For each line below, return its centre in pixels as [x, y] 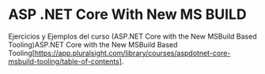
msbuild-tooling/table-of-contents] [65, 61]
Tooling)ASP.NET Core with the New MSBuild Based [93, 44]
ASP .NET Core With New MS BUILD [127, 15]
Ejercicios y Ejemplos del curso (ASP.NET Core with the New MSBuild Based [132, 36]
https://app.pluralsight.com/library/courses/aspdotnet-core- [132, 53]
